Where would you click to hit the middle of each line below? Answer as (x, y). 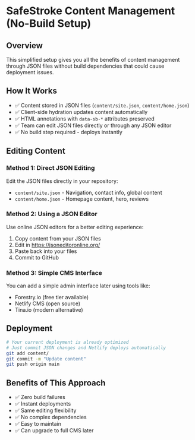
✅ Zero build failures (40, 397)
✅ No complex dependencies (51, 417)
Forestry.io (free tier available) (52, 297)
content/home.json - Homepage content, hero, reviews (82, 199)
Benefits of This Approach (56, 383)
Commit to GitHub (37, 257)
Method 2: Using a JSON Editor (52, 214)
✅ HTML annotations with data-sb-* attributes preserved (84, 118)
